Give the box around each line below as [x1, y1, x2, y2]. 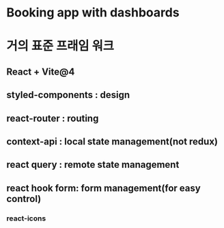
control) [6, 193, 42, 205]
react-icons [6, 214, 46, 223]
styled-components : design [6, 89, 130, 101]
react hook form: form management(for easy [6, 182, 201, 194]
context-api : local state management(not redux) [6, 136, 219, 147]
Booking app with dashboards [6, 5, 180, 21]
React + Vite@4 [6, 66, 75, 77]
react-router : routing [6, 112, 99, 124]
